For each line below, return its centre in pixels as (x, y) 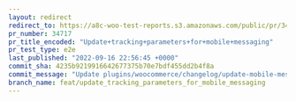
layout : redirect (40, 17)
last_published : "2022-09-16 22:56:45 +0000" (93, 58)
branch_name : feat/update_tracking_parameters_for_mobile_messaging (137, 83)
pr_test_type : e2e (42, 50)
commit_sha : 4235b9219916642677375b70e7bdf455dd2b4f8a (111, 67)
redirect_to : (32, 25)
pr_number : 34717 (40, 33)
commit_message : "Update (54, 75)
